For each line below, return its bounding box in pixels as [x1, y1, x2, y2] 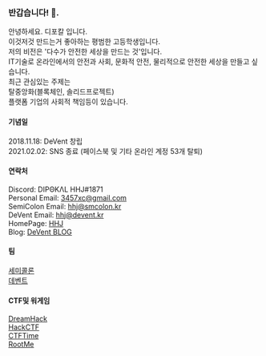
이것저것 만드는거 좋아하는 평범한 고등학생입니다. [8, 37, 161, 47]
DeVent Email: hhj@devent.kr [8, 210, 104, 220]
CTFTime [8, 331, 39, 341]
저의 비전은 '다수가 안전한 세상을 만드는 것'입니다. [8, 47, 163, 57]
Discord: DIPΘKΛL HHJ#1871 [8, 184, 103, 194]
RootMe [8, 339, 34, 350]
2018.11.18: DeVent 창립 [8, 136, 83, 146]
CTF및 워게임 [8, 295, 50, 305]
